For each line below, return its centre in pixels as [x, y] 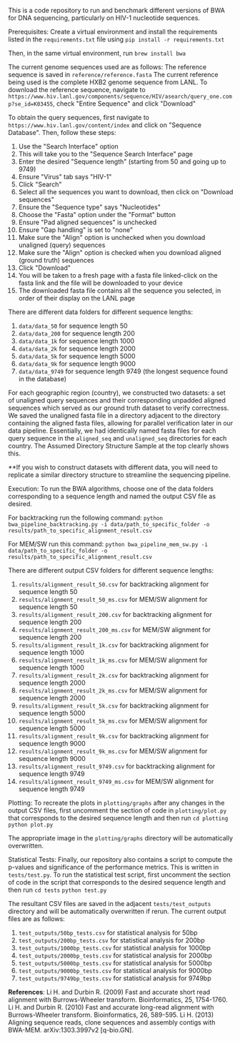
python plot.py [31, 825]
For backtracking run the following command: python [86, 518]
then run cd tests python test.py [57, 890]
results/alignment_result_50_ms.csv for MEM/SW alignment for [113, 599]
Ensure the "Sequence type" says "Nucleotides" [90, 207]
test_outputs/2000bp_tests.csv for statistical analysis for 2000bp [115, 955]
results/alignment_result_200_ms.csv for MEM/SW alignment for [115, 630]
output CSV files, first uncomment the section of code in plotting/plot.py [117, 810]
